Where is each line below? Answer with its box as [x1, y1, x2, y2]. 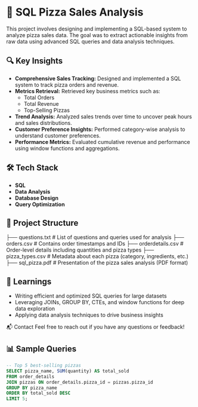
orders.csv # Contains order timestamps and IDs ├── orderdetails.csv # [6, 240, 184, 247]
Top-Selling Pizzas [23, 106, 70, 114]
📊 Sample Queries [6, 344, 77, 354]
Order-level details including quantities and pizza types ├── [6, 246, 154, 253]
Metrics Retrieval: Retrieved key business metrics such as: [14, 87, 160, 94]
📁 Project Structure [6, 218, 79, 228]
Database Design [14, 194, 58, 201]
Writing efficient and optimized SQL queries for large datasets [14, 292, 167, 299]
